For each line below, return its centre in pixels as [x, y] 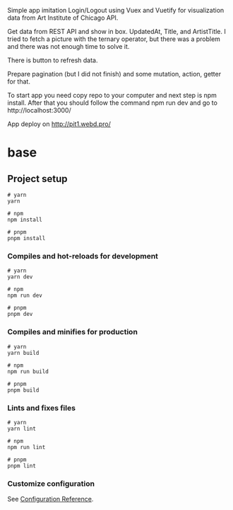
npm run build [28, 371]
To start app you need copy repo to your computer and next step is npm [112, 95]
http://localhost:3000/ [40, 110]
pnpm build [23, 390]
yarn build [23, 353]
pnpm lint [22, 466]
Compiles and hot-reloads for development [83, 256]
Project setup [38, 179]
